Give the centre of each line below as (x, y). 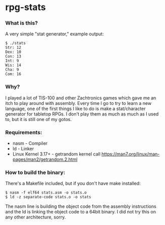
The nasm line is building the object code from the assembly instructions (81, 206)
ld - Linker (23, 149)
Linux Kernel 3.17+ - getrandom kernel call (57, 154)
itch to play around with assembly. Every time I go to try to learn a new (78, 103)
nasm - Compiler (30, 143)
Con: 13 (13, 57)
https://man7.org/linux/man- (131, 154)
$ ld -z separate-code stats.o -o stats (48, 197)
